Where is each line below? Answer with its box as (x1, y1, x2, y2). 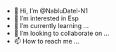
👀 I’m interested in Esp (13, 14, 79, 22)
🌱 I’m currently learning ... (13, 22, 89, 30)
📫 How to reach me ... (13, 37, 79, 45)
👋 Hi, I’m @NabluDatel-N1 (13, 7, 88, 15)
